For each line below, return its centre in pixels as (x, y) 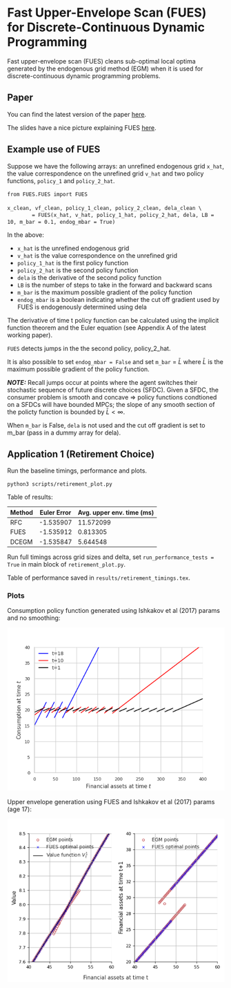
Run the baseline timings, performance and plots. (77, 471)
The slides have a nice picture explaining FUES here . (82, 127)
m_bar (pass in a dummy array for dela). (64, 433)
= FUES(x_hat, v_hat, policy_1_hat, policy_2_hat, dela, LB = (123, 215)
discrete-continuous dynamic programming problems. (84, 76)
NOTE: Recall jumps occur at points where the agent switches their (102, 382)
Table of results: (30, 497)
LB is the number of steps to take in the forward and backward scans (114, 285)
